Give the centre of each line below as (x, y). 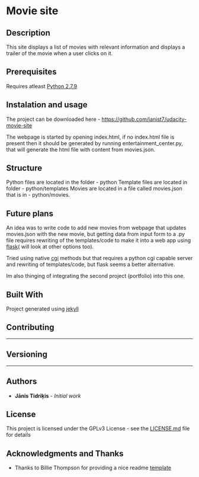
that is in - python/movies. (38, 195)
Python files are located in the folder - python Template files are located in (97, 183)
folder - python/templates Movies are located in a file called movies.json (94, 188)
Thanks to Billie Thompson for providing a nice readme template (93, 468)
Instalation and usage (47, 105)
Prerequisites (31, 72)
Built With (25, 294)
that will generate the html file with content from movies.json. (81, 149)
